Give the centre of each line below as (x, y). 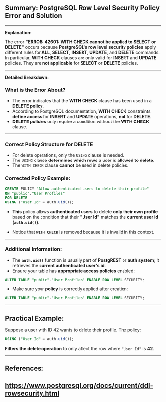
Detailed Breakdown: (27, 77)
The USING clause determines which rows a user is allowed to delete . (83, 161)
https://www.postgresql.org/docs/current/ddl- (79, 385)
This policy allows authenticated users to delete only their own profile (85, 212)
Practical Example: (35, 318)
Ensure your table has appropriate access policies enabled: (73, 271)
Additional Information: (34, 249)
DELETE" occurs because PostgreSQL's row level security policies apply (81, 47)
